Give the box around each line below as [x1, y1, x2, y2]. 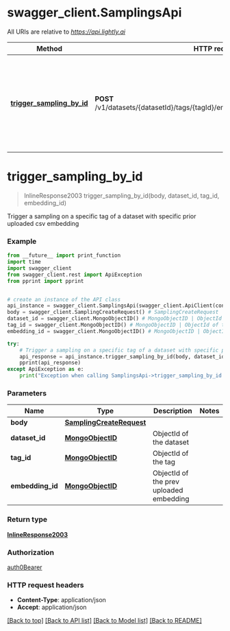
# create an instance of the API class [7, 296, 121, 303]
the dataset [153, 437, 190, 447]
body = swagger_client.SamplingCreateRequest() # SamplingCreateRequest [7, 309, 219, 316]
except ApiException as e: [7, 366, 84, 373]
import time [7, 259, 41, 266]
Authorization [7, 547, 55, 557]
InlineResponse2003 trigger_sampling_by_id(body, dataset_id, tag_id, [23, 191, 220, 200]
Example [7, 236, 37, 246]
